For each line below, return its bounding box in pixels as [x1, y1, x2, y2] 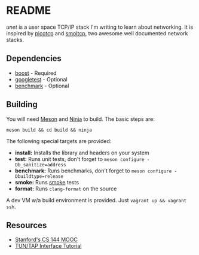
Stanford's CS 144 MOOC [14, 236, 78, 243]
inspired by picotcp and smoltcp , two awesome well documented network [6, 29, 188, 37]
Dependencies [6, 53, 62, 63]
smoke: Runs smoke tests [14, 178, 79, 186]
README [6, 4, 51, 17]
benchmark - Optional [14, 82, 69, 89]
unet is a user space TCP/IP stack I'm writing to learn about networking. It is [6, 23, 194, 31]
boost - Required [14, 69, 57, 77]
